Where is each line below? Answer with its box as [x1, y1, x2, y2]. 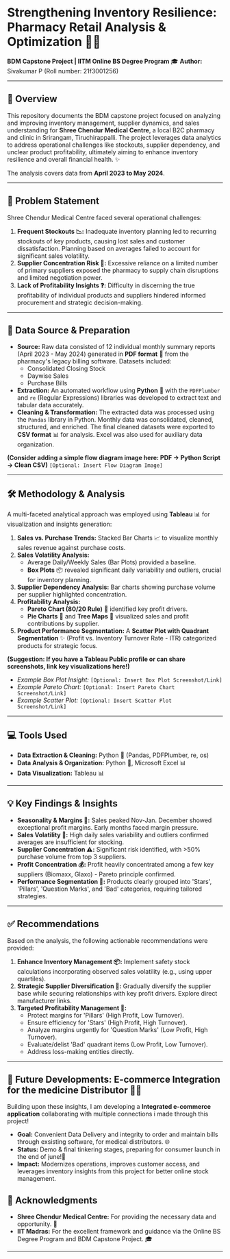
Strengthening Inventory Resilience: [7, 5, 217, 21]
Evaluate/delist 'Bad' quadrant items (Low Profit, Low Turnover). [27, 1040, 208, 1048]
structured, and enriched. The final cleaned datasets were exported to [16, 423, 216, 431]
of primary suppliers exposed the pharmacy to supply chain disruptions [16, 266, 219, 274]
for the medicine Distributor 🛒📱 [7, 1085, 142, 1096]
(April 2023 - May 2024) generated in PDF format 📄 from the [16, 350, 190, 358]
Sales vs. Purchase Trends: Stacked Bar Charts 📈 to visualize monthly [16, 533, 218, 542]
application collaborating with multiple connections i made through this [7, 1110, 209, 1118]
